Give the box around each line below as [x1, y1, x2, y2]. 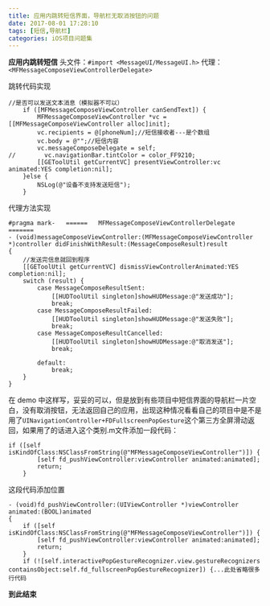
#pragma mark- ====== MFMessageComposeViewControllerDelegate [8, 219, 235, 228]
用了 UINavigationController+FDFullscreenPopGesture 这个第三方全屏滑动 [8, 415, 248, 425]
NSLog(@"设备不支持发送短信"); [37, 181, 131, 189]
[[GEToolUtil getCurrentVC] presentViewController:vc [37, 159, 221, 167]
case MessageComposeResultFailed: [37, 307, 153, 315]
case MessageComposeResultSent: [37, 284, 146, 292]
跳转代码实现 [8, 81, 51, 91]
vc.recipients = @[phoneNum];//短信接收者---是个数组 [37, 129, 211, 137]
